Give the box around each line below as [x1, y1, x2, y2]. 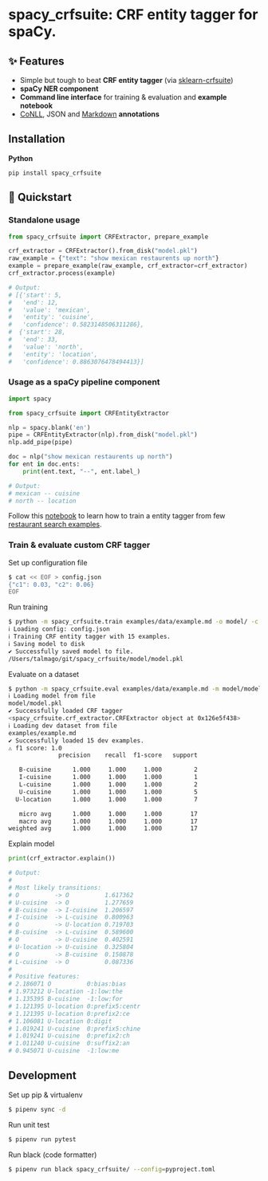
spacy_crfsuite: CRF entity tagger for [8, 6, 258, 24]
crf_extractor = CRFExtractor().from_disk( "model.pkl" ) [8, 247, 198, 255]
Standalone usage [8, 215, 81, 226]
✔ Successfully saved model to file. [8, 648, 134, 655]
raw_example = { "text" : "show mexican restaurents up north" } [8, 254, 219, 262]
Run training [8, 602, 49, 612]
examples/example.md [8, 729, 77, 737]
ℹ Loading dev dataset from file [8, 722, 117, 730]
